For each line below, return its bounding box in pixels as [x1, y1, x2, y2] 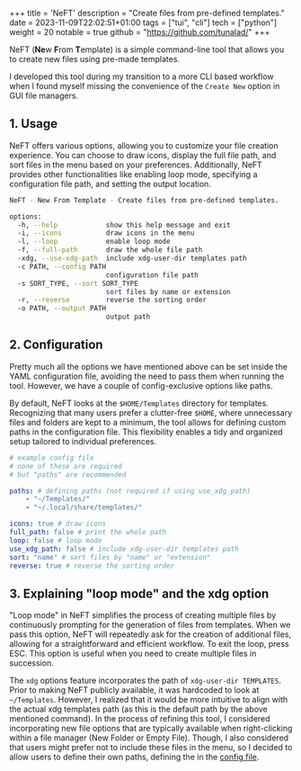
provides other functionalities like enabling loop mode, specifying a [9, 168, 258, 179]
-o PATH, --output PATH [17, 304, 106, 313]
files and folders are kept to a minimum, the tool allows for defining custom [9, 417, 287, 427]
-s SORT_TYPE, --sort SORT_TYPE [17, 279, 139, 288]
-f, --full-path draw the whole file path [17, 246, 203, 255]
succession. [9, 658, 54, 668]
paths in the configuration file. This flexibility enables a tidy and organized [9, 426, 283, 437]
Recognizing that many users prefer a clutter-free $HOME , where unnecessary [9, 407, 293, 417]
